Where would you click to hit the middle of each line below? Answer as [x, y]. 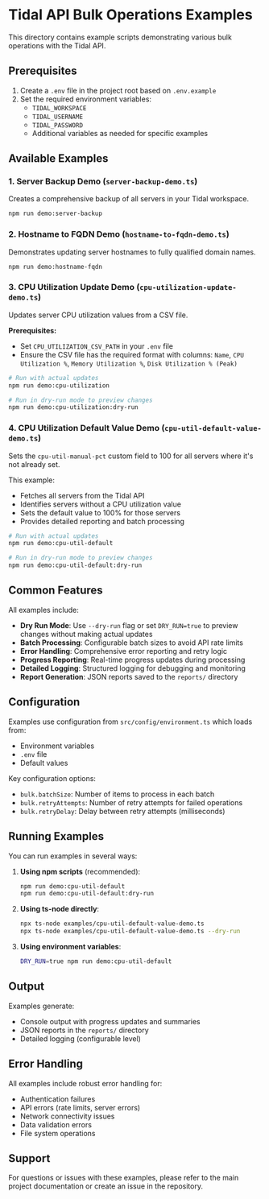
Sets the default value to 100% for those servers [100, 512]
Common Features [56, 591]
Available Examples [58, 159]
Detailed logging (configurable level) [80, 1038]
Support [29, 1158]
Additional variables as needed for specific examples [120, 133]
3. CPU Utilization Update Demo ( [74, 287]
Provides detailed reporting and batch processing [102, 521]
